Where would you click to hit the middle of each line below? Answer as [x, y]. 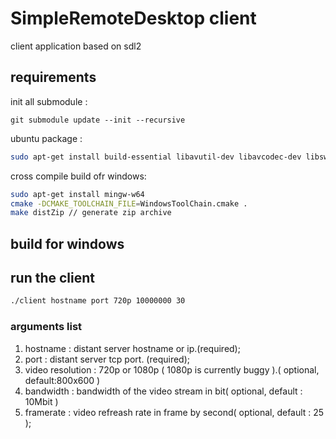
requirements [53, 77]
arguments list [46, 327]
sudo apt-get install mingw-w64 [77, 194]
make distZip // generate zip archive [91, 213]
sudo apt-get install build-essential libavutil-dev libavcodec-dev [156, 157]
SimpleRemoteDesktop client [133, 18]
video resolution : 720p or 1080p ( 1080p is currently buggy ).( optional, [172, 369]
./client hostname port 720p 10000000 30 [98, 301]
